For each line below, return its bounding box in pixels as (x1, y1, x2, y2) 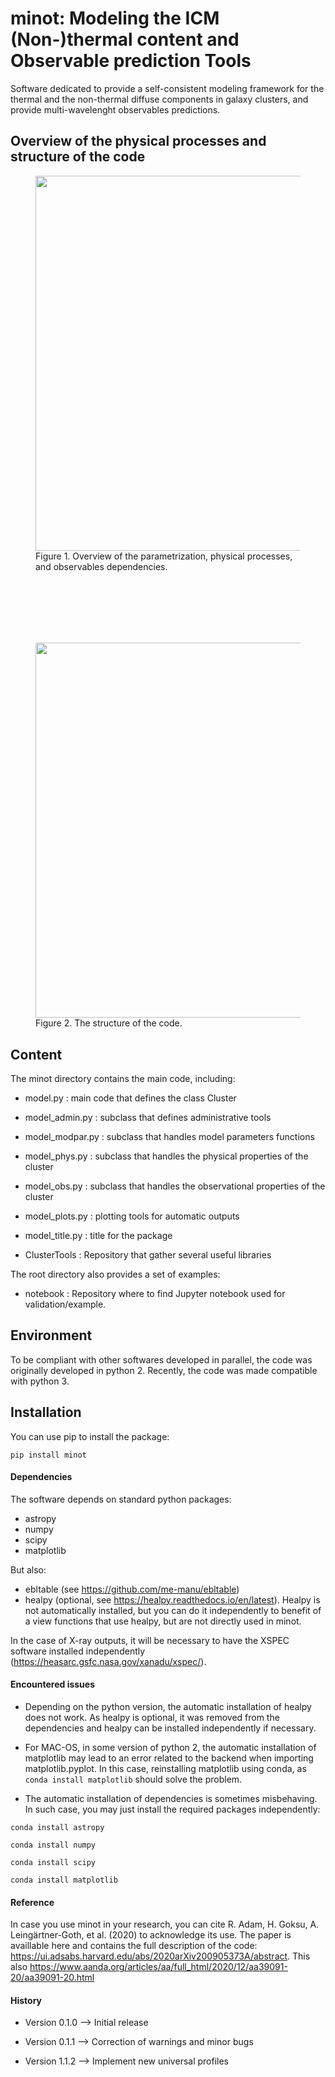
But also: (10, 1563, 47, 1576)
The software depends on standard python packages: (10, 1493, 232, 1505)
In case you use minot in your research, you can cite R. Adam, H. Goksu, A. (10, 1918, 320, 1931)
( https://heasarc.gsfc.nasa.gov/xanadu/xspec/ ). (10, 1655, 207, 1667)
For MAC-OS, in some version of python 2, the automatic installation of (24, 1741, 317, 1753)
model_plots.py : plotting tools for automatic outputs (24, 1210, 240, 1222)
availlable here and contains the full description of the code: (10, 1940, 258, 1952)
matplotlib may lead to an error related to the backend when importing (24, 1752, 314, 1764)
